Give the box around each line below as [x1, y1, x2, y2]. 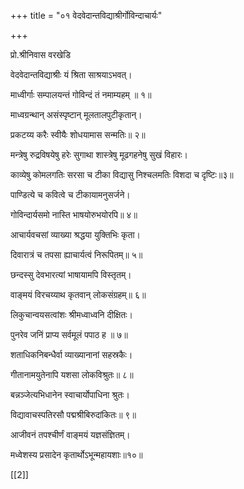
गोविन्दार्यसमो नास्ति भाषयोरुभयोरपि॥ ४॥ [10, 209, 138, 220]
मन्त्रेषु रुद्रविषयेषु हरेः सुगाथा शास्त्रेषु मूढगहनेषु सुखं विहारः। [10, 149, 189, 160]
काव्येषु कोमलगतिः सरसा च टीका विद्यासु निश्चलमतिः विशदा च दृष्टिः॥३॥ [10, 169, 234, 180]
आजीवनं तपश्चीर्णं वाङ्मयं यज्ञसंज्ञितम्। [10, 429, 131, 440]
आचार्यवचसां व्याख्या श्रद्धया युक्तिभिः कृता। [10, 229, 142, 240]
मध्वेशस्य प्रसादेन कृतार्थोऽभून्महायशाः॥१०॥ [10, 449, 143, 460]
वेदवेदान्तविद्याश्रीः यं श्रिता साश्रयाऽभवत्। [10, 69, 133, 80]
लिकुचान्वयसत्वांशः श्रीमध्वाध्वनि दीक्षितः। [10, 309, 134, 320]
